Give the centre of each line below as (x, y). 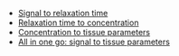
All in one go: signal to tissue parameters (94, 42)
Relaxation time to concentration (78, 23)
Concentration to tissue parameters (84, 32)
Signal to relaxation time (63, 13)
